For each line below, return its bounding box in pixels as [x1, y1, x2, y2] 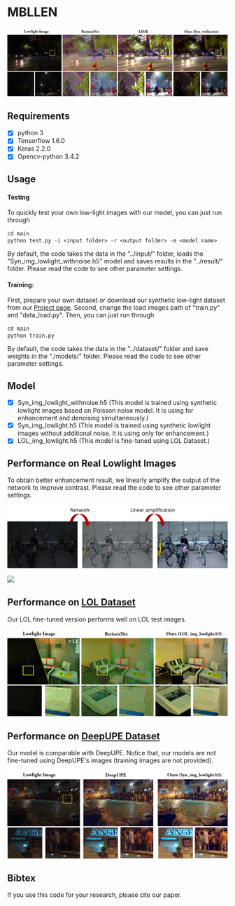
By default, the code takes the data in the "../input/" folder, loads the [7, 249, 204, 258]
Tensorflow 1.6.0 [17, 137, 65, 145]
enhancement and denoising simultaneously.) [17, 414, 149, 423]
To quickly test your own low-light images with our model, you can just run [7, 208, 222, 217]
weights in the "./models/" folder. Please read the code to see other [7, 352, 201, 361]
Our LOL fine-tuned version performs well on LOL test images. [7, 615, 187, 624]
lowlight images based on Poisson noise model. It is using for [17, 406, 194, 415]
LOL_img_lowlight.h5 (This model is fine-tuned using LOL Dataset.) [17, 437, 211, 445]
